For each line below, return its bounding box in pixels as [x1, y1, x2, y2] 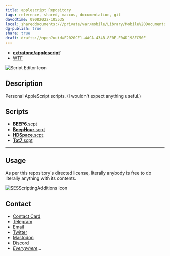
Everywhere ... [12, 245, 42, 251]
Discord [12, 240, 29, 246]
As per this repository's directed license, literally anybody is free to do [5, 170, 152, 176]
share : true [5, 31, 30, 36]
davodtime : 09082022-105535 [5, 17, 65, 22]
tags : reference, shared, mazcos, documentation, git [5, 12, 121, 17]
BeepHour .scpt [12, 126, 45, 132]
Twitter [12, 229, 28, 235]
